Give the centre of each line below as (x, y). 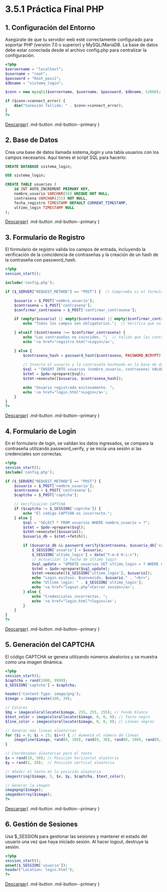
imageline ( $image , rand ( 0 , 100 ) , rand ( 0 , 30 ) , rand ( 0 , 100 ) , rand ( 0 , (88, 740)
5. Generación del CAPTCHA (50, 645)
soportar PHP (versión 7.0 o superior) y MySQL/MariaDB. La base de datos (82, 45)
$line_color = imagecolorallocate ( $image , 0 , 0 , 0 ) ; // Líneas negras (80, 721)
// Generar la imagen (28, 785)
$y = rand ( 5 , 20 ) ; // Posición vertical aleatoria (60, 763)
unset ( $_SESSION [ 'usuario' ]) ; (37, 865)
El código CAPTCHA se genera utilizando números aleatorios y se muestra (81, 656)
